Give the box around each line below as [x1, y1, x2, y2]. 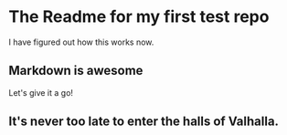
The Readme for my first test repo [8, 6, 270, 27]
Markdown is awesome [8, 63, 143, 78]
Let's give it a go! [8, 87, 74, 98]
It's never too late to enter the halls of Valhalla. [8, 114, 280, 130]
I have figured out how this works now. [8, 36, 154, 47]
